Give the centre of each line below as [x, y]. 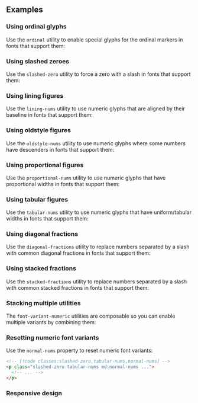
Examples [25, 10]
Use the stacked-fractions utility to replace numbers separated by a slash [97, 282]
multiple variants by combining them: [51, 322]
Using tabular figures [37, 199]
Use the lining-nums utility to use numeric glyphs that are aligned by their [95, 108]
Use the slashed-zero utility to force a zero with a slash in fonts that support [98, 74]
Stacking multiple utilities [43, 303]
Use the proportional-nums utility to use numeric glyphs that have [86, 178]
